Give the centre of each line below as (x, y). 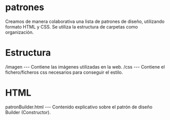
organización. (20, 32)
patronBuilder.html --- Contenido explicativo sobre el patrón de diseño (79, 107)
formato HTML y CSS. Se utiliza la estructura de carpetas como (72, 26)
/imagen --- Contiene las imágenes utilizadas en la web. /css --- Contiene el (85, 67)
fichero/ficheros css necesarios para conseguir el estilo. (64, 72)
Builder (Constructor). (28, 112)
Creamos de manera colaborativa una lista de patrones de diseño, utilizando (85, 21)
